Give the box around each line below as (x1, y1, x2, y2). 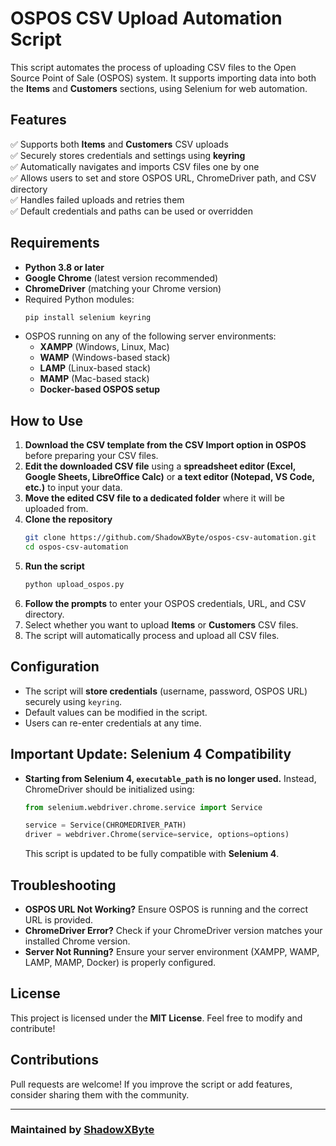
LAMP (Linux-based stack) (39, 362, 152, 374)
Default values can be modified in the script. (24, 706, 208, 718)
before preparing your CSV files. (24, 450, 159, 462)
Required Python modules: (24, 293, 135, 305)
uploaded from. (24, 503, 89, 515)
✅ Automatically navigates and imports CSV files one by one (10, 160, 260, 172)
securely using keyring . (24, 695, 123, 707)
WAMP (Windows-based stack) (39, 352, 171, 364)
